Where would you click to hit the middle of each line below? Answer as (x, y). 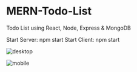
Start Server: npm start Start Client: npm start (63, 39)
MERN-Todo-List (49, 11)
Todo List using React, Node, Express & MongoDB (69, 28)
